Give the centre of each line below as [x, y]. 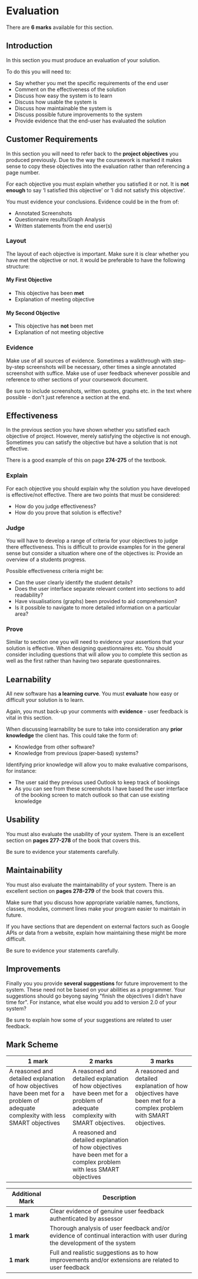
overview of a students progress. [46, 559]
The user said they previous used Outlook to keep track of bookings [97, 782]
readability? [29, 595]
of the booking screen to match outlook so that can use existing [92, 795]
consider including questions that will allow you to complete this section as [97, 655]
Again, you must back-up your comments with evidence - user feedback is [97, 711]
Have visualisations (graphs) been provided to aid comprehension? [96, 601]
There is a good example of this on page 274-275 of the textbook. [86, 460]
